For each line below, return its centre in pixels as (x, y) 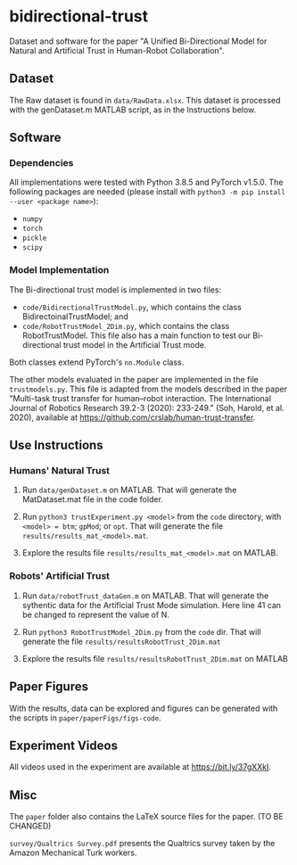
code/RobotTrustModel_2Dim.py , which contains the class (126, 325)
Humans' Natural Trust (59, 471)
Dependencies (41, 163)
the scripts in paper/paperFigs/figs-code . (86, 717)
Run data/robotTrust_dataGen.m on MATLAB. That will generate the (145, 596)
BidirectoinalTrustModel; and (75, 316)
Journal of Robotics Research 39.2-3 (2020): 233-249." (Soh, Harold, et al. (147, 408)
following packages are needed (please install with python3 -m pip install (147, 192)
